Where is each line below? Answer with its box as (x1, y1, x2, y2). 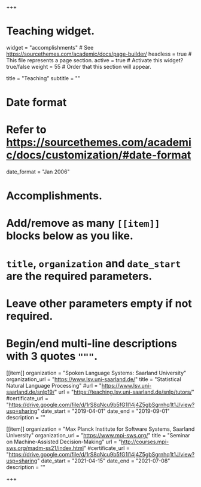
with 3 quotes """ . (6, 349, 98, 363)
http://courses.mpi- (120, 438, 169, 445)
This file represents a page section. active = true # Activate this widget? (6, 56, 184, 63)
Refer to (6, 123, 47, 136)
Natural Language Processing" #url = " (6, 382, 102, 389)
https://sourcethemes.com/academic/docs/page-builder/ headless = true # (6, 50, 192, 57)
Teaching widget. (6, 25, 95, 38)
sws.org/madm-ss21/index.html (6, 444, 84, 452)
